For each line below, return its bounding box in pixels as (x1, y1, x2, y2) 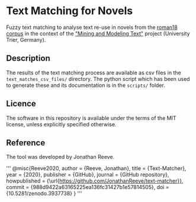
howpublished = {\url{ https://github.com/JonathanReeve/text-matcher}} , (6, 177, 184, 184)
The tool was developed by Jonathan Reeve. (6, 154, 115, 161)
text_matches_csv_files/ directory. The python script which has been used (6, 75, 191, 82)
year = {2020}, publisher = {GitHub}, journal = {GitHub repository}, (6, 171, 169, 178)
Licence (6, 99, 37, 109)
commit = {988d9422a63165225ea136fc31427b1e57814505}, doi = (6, 184, 170, 191)
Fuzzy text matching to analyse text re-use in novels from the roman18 (6, 24, 178, 31)
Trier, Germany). (6, 36, 46, 43)
